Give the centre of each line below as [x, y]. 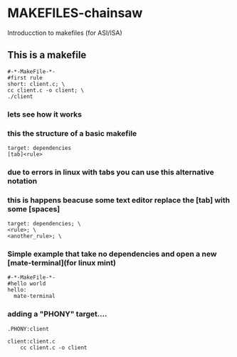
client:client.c [31, 341]
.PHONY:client [28, 329]
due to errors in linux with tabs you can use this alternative [111, 172]
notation [22, 181]
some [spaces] [34, 209]
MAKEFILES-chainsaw [75, 13]
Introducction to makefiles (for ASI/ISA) [65, 33]
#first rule [25, 78]
